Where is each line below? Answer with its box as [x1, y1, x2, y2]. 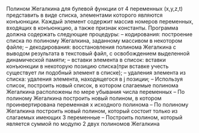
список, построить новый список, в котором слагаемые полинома [6, 82, 179, 89]
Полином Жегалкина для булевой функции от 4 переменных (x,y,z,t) [6, 5, 183, 12]
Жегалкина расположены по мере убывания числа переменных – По [6, 88, 185, 95]
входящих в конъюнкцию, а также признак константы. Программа [6, 24, 179, 31]
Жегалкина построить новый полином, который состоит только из [6, 108, 178, 114]
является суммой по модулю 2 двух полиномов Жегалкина [6, 120, 160, 127]
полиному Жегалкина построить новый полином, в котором [6, 94, 162, 102]
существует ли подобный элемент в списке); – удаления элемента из [6, 69, 186, 76]
